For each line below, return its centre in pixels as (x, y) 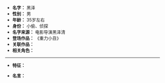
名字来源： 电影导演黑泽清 (39, 32)
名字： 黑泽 (24, 8)
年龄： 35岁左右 (28, 20)
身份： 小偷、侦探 (30, 26)
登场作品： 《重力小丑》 (37, 38)
